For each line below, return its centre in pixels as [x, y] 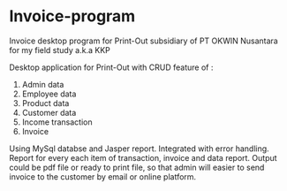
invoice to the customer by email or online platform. [103, 176]
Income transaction [57, 122]
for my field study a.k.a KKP [60, 50]
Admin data [43, 84]
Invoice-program [72, 16]
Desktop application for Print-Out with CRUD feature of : [111, 67]
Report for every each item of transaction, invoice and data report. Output [143, 157]
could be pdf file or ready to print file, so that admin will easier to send [137, 167]
